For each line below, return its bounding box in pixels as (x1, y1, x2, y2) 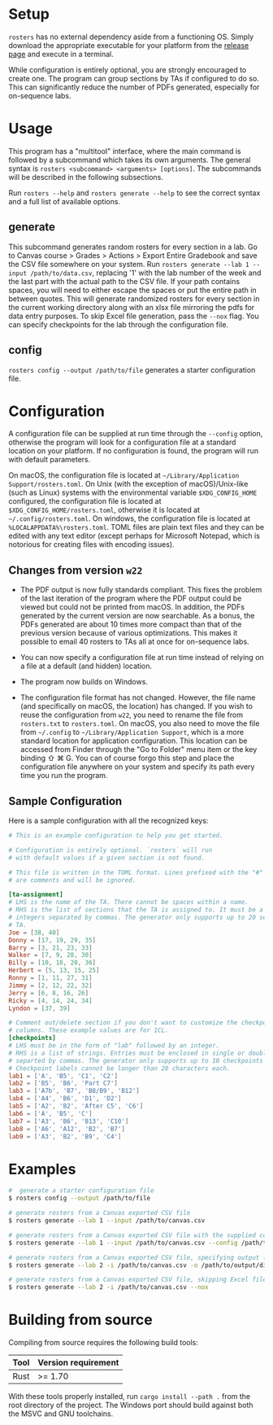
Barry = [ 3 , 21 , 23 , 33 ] (8, 943, 93, 952)
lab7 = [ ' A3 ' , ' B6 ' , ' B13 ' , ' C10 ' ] (8, 1117, 129, 1126)
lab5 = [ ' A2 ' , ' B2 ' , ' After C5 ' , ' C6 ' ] (8, 1102, 144, 1111)
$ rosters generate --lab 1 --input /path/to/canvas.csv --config (8, 1239, 238, 1247)
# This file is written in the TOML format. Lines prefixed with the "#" (8, 868, 264, 876)
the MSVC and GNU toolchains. (8, 1409, 114, 1418)
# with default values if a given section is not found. (8, 854, 206, 862)
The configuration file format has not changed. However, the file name (19, 693, 256, 702)
